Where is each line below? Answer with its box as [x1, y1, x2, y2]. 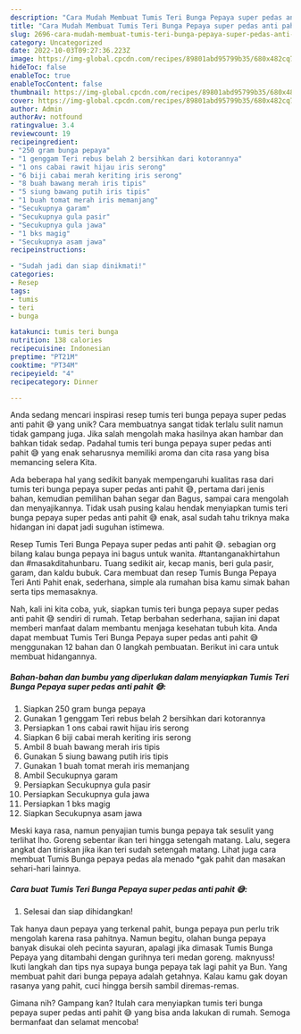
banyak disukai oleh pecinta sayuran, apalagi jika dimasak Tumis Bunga [10, 943, 273, 954]
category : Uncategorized [10, 38, 103, 47]
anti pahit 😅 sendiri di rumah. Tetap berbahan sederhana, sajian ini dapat [10, 613, 280, 624]
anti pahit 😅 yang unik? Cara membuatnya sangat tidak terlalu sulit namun [10, 419, 284, 429]
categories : [10, 270, 54, 279]
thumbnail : [10, 88, 51, 96]
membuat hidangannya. [10, 651, 97, 662]
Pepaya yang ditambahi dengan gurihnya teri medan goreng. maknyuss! [10, 952, 275, 963]
